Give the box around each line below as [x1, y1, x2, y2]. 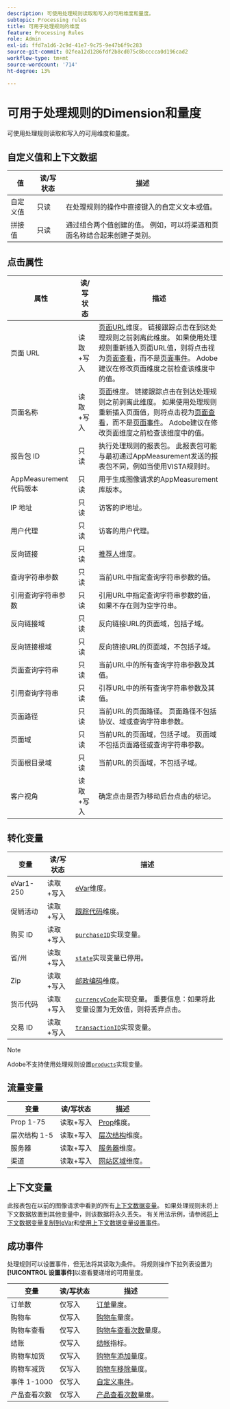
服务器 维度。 [98, 1143, 140, 1153]
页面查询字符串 [10, 665, 60, 675]
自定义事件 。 [96, 1377, 138, 1387]
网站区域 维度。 [98, 1156, 147, 1166]
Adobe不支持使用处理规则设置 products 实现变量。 [7, 1060, 146, 1068]
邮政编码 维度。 [75, 976, 124, 986]
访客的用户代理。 [98, 526, 154, 536]
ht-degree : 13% [7, 67, 51, 74]
